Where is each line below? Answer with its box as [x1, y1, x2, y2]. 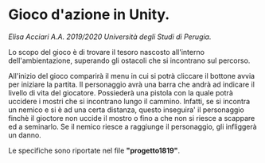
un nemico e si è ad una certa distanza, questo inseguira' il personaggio [8, 105, 244, 114]
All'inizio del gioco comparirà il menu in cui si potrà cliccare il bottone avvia [8, 71, 255, 80]
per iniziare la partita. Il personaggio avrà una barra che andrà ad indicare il [8, 80, 255, 89]
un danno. [8, 130, 41, 140]
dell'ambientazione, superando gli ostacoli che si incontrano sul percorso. [8, 56, 251, 65]
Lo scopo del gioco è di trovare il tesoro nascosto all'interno [8, 47, 205, 56]
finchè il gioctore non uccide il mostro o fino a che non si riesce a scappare [8, 113, 255, 122]
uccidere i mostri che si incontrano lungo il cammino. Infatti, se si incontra [8, 96, 251, 106]
